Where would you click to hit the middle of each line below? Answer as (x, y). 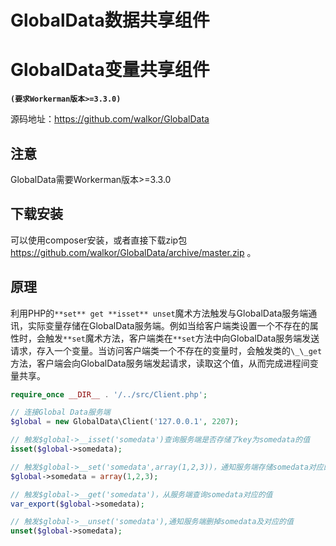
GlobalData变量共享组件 (110, 70)
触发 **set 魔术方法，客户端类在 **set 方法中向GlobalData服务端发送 (182, 338)
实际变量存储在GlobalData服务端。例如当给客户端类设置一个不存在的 (168, 325)
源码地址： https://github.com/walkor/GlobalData (110, 119)
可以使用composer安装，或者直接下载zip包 (99, 240)
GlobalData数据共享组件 (110, 20)
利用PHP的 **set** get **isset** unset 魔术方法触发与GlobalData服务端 (159, 313)
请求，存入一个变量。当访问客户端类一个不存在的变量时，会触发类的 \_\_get (166, 350)
